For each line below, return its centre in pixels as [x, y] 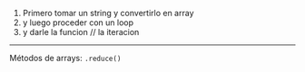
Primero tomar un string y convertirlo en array [108, 13]
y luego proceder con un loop [78, 22]
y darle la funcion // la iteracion [81, 32]
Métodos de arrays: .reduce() [65, 58]
